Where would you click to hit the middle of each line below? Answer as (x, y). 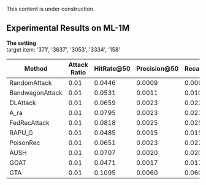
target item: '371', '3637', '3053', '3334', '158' (63, 49)
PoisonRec (25, 143)
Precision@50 (158, 68)
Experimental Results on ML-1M (68, 28)
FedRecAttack (30, 122)
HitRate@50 (112, 68)
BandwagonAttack (36, 93)
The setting (21, 43)
